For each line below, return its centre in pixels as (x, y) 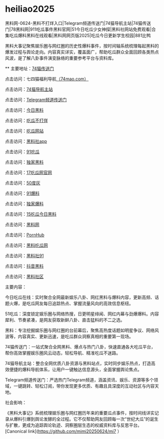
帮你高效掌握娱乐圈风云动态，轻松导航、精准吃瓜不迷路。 (63, 353)
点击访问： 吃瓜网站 (24, 131)
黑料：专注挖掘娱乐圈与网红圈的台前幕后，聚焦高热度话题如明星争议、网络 (80, 330)
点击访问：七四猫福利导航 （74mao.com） (47, 79)
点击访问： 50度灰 (23, 183)
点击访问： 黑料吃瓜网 (26, 245)
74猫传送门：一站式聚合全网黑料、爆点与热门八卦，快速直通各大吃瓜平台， (80, 347)
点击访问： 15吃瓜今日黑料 (31, 214)
